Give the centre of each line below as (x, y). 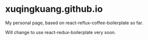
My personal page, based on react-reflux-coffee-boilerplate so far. (74, 23)
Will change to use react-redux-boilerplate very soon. (61, 32)
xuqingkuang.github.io (54, 9)
